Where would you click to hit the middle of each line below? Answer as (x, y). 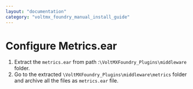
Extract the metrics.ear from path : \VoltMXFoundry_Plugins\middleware (100, 62)
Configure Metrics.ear (61, 46)
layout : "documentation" (36, 11)
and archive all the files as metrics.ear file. (66, 81)
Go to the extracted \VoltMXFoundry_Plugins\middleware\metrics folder (100, 74)
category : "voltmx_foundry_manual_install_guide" (68, 17)
